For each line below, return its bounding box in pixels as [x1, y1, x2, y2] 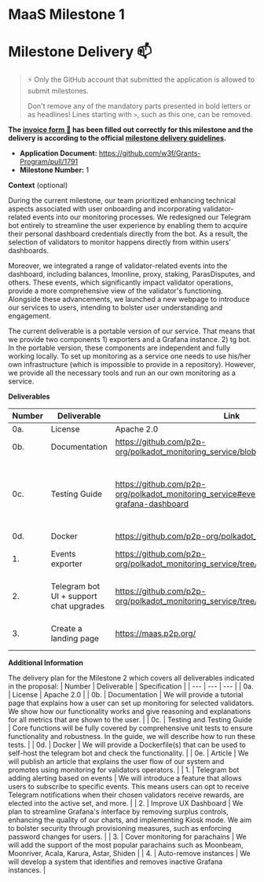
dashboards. [8, 246, 49, 255]
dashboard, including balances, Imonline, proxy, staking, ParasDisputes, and [8, 270, 255, 279]
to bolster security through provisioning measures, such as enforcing [8, 824, 232, 833]
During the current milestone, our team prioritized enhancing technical [8, 196, 236, 205]
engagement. [8, 311, 51, 321]
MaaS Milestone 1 [8, 6, 126, 24]
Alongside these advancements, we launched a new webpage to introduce [8, 295, 250, 304]
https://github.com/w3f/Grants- [98, 149, 201, 158]
